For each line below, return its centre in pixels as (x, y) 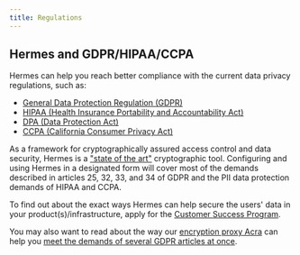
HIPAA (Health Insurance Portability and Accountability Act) (133, 113)
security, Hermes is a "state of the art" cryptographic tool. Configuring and (148, 159)
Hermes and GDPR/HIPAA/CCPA (102, 55)
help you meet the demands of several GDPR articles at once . (123, 241)
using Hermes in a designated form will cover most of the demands (134, 168)
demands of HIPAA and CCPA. (65, 187)
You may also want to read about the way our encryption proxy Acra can (144, 232)
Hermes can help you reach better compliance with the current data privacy (150, 76)
